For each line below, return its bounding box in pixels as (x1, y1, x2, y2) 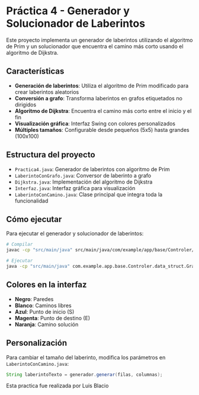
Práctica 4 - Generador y (6, 4, 130, 18)
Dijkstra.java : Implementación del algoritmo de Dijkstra (14, 178, 153, 185)
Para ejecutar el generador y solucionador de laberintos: (6, 230, 144, 237)
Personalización (6, 338, 68, 348)
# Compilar (6, 242, 33, 248)
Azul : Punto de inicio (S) (14, 308, 75, 315)
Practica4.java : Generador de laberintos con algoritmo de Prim (14, 165, 170, 173)
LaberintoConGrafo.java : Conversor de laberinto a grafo (14, 172, 152, 179)
